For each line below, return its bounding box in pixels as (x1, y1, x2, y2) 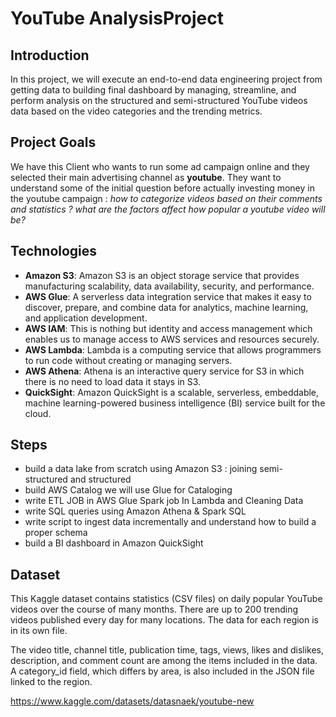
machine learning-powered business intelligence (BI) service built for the (24, 397, 326, 409)
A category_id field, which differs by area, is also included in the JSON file (10, 665, 315, 677)
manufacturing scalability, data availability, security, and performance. (24, 280, 315, 292)
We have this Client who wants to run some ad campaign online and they (10, 160, 310, 172)
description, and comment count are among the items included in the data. (10, 655, 318, 667)
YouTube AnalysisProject (10, 7, 224, 30)
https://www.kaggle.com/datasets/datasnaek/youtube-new (10, 695, 255, 707)
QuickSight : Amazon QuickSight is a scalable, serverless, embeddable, (24, 386, 320, 398)
